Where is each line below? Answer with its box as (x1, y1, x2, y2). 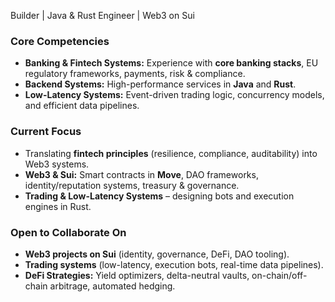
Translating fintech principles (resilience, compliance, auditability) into (24, 147, 318, 159)
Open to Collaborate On (10, 225, 127, 239)
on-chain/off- (251, 269, 308, 281)
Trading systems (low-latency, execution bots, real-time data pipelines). (24, 258, 324, 270)
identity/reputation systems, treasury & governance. (24, 179, 240, 191)
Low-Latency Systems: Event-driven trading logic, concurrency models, (24, 89, 325, 101)
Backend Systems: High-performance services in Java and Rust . (24, 78, 297, 90)
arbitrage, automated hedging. (49, 280, 176, 292)
